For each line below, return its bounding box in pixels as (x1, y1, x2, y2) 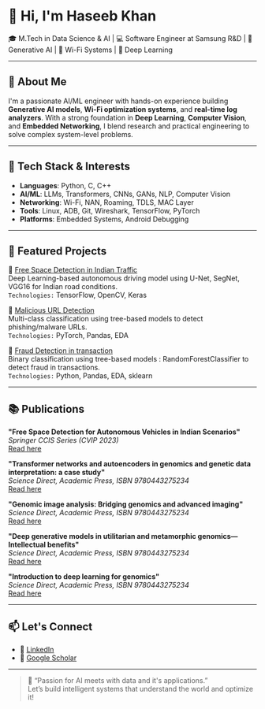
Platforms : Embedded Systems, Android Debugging (19, 214, 189, 224)
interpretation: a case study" (8, 468, 105, 477)
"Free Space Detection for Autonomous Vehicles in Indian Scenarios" (8, 427, 241, 436)
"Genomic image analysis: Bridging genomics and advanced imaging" (8, 499, 244, 509)
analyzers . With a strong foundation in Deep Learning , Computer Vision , (8, 113, 247, 122)
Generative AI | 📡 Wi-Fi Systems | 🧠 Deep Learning (8, 45, 174, 54)
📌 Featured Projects (8, 244, 107, 258)
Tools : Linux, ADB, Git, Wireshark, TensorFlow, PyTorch (19, 206, 200, 215)
